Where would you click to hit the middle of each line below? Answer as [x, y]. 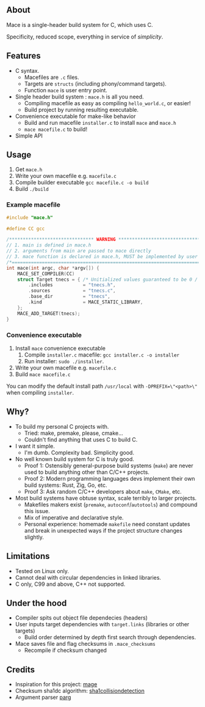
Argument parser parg [43, 697]
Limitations [28, 556]
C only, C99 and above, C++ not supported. [70, 584]
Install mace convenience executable [60, 348]
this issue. [37, 511]
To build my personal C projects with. [62, 426]
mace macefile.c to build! [56, 129]
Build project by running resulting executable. [81, 109]
